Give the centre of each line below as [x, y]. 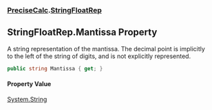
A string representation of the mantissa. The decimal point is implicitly [106, 49]
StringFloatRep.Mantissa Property [82, 32]
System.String [27, 99]
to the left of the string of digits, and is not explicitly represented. [99, 56]
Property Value [29, 84]
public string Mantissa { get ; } [55, 68]
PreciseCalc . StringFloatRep [54, 10]
